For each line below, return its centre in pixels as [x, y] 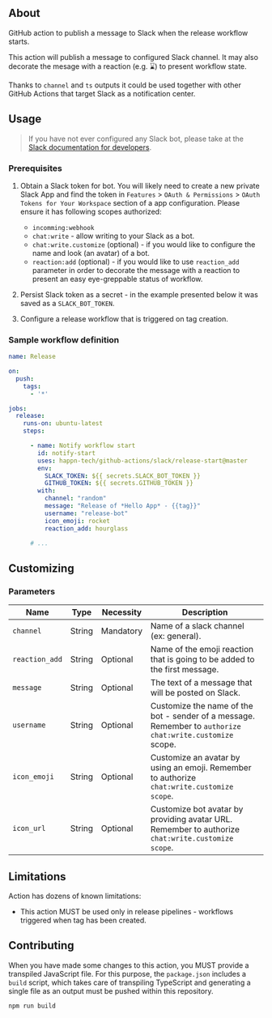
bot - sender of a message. [202, 716]
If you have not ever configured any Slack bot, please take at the [136, 138]
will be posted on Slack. [195, 693]
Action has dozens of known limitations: [75, 896]
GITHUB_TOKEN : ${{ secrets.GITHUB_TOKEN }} [119, 483]
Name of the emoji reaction [202, 650]
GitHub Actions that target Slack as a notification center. [102, 93]
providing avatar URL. [191, 820]
